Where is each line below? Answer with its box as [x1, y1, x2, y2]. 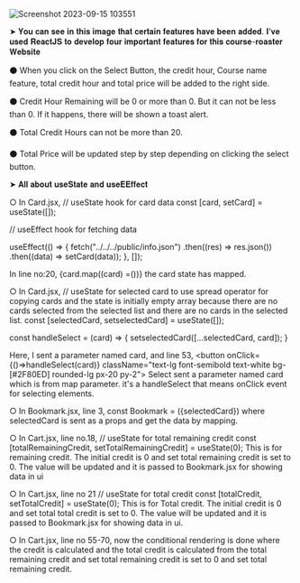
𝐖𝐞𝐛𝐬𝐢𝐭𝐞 [9, 46, 41, 57]
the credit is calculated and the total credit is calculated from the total [9, 544, 268, 555]
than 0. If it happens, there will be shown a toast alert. [9, 109, 209, 119]
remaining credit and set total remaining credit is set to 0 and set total [9, 554, 268, 564]
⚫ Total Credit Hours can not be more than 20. [9, 127, 183, 137]
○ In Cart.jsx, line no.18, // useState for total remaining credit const [9, 433, 257, 443]
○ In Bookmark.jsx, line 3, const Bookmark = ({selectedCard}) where [9, 406, 266, 416]
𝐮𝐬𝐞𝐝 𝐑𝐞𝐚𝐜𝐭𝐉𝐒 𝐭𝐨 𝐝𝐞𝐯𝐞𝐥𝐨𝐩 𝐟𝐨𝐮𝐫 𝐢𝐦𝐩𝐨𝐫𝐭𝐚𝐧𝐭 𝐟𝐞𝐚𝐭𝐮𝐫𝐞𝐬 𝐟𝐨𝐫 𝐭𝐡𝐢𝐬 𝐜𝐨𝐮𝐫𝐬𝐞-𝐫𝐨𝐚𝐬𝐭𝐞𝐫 [9, 36, 284, 47]
